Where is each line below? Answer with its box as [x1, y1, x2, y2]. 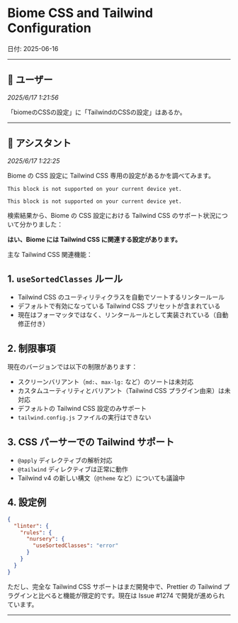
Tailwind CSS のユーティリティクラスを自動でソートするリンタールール [17, 293, 225, 302]
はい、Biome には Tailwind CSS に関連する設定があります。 [7, 235, 182, 243]
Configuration [7, 20, 92, 36]
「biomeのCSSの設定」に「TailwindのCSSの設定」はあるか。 [7, 108, 186, 116]
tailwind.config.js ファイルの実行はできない [17, 413, 152, 421]
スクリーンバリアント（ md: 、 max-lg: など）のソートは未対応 [17, 377, 194, 386]
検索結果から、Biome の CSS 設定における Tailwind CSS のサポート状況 [7, 211, 216, 219]
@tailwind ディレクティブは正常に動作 [17, 465, 129, 473]
